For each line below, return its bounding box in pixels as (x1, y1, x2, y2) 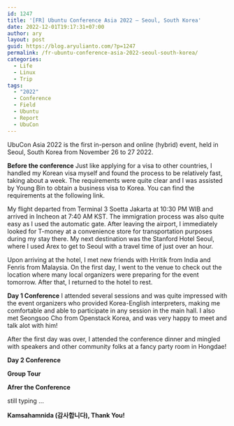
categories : (7, 56, 42, 63)
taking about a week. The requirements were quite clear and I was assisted (7, 176, 224, 184)
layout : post (7, 36, 45, 43)
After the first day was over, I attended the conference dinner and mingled (7, 334, 221, 343)
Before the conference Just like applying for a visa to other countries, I (7, 161, 212, 170)
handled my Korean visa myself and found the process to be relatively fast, (7, 169, 223, 177)
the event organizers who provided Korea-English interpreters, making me (7, 298, 221, 307)
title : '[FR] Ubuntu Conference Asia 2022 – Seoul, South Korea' (7, 17, 201, 24)
